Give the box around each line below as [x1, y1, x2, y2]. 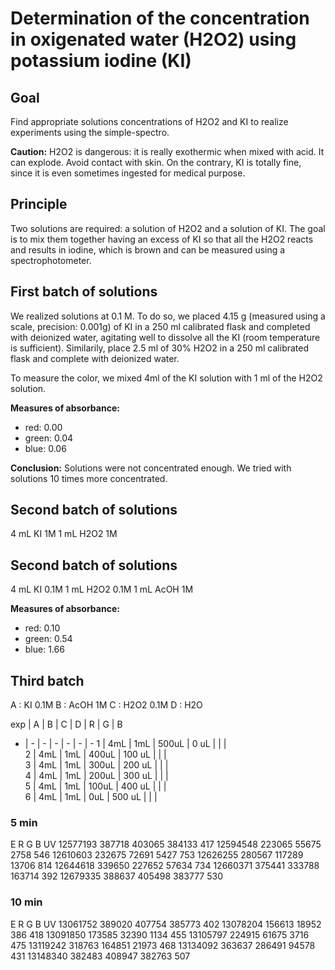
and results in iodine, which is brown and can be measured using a [10, 243, 286, 256]
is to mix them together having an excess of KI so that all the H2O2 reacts [10, 233, 314, 245]
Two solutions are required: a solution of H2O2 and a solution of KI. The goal [10, 222, 326, 234]
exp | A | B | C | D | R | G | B [10, 718, 123, 731]
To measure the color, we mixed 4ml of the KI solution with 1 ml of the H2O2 [10, 372, 323, 384]
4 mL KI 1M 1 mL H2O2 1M [10, 528, 118, 540]
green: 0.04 [24, 432, 74, 444]
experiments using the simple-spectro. [10, 127, 170, 138]
